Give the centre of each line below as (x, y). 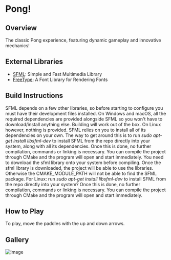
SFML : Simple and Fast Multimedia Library (57, 74)
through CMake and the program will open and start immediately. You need (84, 157)
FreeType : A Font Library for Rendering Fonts (60, 79)
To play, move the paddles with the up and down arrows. (65, 224)
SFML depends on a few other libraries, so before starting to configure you (84, 108)
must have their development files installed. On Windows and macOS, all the (86, 113)
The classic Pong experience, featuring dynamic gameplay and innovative (83, 40)
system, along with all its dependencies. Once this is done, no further (78, 146)
